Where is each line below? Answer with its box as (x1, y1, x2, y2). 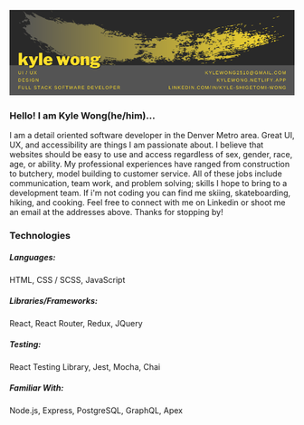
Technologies (9, 230, 71, 242)
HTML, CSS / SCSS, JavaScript (9, 275, 126, 286)
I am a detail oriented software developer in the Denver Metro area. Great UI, (9, 130, 295, 141)
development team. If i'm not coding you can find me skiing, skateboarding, (9, 187, 291, 199)
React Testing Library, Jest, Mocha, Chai (9, 362, 161, 373)
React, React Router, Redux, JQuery (9, 318, 143, 329)
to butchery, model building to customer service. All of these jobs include (9, 168, 282, 179)
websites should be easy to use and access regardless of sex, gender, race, (9, 149, 293, 160)
